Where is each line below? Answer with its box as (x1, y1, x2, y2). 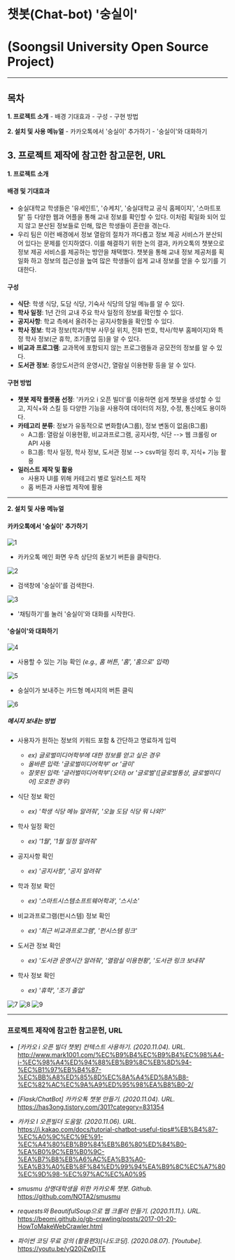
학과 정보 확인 (17, 882, 55, 890)
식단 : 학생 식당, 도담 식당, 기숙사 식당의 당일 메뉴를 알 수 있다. (17, 300, 185, 308)
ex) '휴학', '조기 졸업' (27, 986, 85, 994)
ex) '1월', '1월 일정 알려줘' (27, 837, 98, 845)
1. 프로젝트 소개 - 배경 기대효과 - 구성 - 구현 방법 (7, 112, 138, 120)
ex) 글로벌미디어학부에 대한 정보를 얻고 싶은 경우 (27, 750, 161, 759)
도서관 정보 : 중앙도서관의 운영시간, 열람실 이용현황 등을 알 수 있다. (17, 361, 197, 369)
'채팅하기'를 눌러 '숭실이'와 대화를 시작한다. (17, 609, 136, 618)
